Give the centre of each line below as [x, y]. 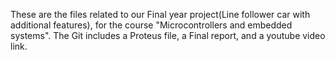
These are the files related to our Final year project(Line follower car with [160, 14]
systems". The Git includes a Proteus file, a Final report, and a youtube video [168, 35]
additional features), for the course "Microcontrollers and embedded [151, 25]
